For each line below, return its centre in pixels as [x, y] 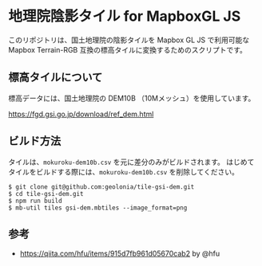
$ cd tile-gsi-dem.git [46, 194]
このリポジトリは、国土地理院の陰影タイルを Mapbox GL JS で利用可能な [129, 40]
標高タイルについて [56, 78]
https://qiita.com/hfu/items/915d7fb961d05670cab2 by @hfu [120, 254]
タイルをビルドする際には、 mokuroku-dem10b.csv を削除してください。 [124, 171]
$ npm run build [35, 201]
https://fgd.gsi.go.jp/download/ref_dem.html [81, 114]
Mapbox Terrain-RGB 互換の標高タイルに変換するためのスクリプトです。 [128, 49]
